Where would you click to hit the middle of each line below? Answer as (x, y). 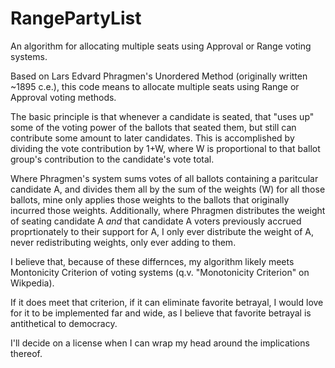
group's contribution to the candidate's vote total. (112, 159)
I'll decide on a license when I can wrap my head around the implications (160, 343)
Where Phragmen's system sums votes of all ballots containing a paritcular (164, 178)
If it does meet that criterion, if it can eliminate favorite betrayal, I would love (167, 302)
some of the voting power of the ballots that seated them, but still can (153, 127)
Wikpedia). (32, 283)
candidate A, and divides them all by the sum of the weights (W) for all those (168, 189)
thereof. (26, 353)
